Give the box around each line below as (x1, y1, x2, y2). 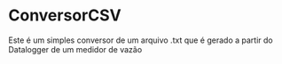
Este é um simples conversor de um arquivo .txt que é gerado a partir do (8, 35, 274, 45)
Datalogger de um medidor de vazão (8, 44, 143, 54)
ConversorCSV (8, 5, 121, 26)
